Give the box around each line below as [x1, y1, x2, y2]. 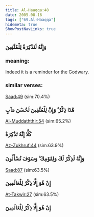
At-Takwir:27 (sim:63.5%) [5, 191, 59, 198]
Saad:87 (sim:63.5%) [5, 167, 50, 173]
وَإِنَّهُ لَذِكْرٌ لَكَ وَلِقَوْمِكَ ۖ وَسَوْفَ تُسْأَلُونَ [5, 155, 85, 162]
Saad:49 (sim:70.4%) [5, 93, 50, 100]
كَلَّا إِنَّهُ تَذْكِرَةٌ [5, 130, 32, 137]
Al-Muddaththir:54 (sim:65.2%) [5, 117, 72, 124]
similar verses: [5, 82, 43, 89]
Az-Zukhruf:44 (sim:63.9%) [5, 142, 64, 149]
